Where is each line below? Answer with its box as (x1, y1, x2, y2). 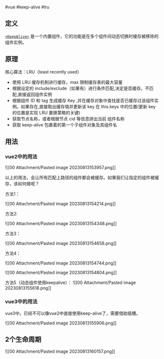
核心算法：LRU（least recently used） (5, 69, 82, 75)
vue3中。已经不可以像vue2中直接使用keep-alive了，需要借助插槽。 (5, 310, 141, 316)
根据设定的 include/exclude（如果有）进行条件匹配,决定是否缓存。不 (12, 85, 150, 91)
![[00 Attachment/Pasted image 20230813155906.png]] (5, 320, 117, 326)
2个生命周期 (5, 336, 41, 343)
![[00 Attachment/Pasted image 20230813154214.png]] (5, 201, 116, 207)
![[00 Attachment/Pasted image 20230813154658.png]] (5, 241, 117, 246)
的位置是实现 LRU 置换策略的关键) (12, 110, 81, 115)
